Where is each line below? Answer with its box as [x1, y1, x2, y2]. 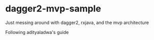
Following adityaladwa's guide [5, 29, 69, 35]
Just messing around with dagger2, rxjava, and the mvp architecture [5, 19, 149, 25]
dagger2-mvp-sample [5, 3, 101, 14]
